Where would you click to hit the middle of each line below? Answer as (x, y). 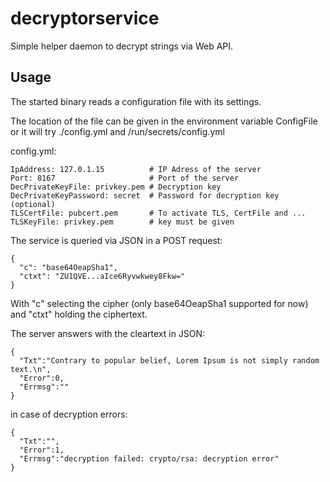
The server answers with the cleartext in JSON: (108, 333)
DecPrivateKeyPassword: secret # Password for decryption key (145, 195)
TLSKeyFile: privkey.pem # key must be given (122, 222)
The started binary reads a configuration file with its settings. (136, 101)
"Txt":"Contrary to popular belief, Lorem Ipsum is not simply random (169, 360)
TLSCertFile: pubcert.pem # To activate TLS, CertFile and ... (158, 213)
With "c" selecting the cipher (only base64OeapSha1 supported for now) (159, 303)
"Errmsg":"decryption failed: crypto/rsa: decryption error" (149, 458)
